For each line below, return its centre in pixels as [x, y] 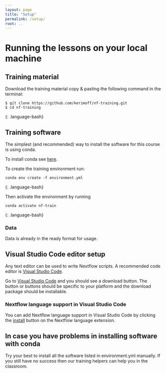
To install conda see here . [31, 159]
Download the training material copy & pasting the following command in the [83, 89]
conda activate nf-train [31, 206]
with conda [23, 343]
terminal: [14, 94]
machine [24, 59]
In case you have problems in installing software [81, 336]
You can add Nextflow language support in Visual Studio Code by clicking [80, 315]
